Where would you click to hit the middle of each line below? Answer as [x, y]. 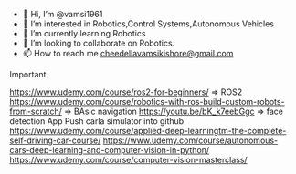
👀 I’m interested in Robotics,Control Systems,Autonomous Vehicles [148, 24]
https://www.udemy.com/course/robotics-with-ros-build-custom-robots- [147, 102]
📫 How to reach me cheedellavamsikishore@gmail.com [128, 53]
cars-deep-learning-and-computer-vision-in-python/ [110, 150]
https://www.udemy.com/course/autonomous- [190, 140]
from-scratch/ [36, 111]
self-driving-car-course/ [55, 140]
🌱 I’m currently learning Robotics [84, 33]
